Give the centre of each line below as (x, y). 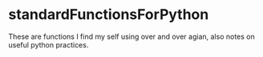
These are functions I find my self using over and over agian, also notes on (131, 36)
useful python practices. (49, 44)
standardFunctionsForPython (109, 15)
